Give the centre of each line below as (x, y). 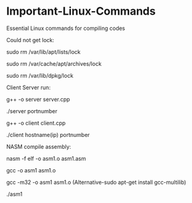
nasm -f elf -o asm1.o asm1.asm (46, 158)
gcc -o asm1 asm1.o (31, 170)
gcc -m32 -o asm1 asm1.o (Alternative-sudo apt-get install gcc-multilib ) (96, 182)
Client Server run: (28, 87)
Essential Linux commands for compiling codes (66, 28)
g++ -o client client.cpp (36, 123)
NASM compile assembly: (39, 146)
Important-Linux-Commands (81, 11)
